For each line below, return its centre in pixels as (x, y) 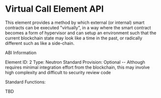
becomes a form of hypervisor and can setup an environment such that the (81, 33)
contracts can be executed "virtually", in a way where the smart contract (78, 27)
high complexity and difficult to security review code (58, 72)
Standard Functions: (25, 82)
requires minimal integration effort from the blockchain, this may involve (78, 67)
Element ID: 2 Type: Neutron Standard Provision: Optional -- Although (75, 62)
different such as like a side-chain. (40, 43)
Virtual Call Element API (55, 9)
